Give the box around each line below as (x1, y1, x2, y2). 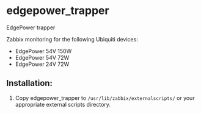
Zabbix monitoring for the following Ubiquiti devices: (6, 35, 139, 43)
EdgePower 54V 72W (15, 54, 70, 61)
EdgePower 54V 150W (15, 47, 72, 55)
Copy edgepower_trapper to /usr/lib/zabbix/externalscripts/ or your (15, 94, 195, 101)
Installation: (6, 78, 53, 88)
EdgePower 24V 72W (15, 60, 70, 68)
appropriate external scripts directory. (15, 101, 111, 108)
